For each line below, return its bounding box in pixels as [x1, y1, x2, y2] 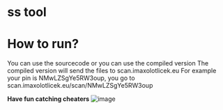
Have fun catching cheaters [7, 95, 90, 103]
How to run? [7, 36, 79, 52]
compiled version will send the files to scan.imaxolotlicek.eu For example [7, 67, 217, 75]
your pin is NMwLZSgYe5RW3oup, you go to [7, 74, 135, 82]
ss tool [7, 4, 47, 20]
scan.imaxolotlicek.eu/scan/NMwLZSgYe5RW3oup [7, 81, 153, 90]
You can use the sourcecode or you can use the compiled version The [7, 59, 209, 68]
